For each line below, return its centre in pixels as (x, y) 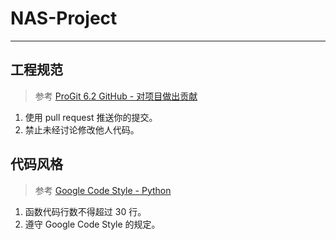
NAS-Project (64, 18)
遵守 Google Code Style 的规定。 (92, 224)
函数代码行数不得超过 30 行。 (85, 211)
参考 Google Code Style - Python (103, 190)
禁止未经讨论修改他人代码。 (82, 129)
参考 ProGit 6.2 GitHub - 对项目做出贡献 (116, 96)
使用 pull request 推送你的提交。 (91, 117)
